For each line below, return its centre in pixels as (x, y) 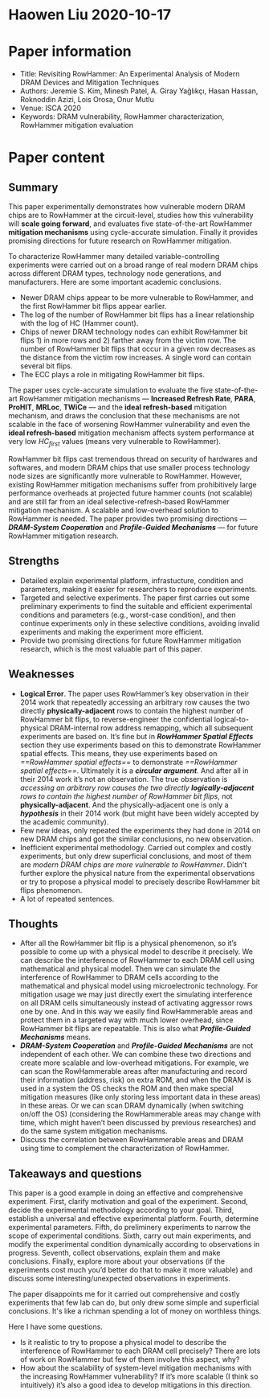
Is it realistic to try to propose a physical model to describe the (123, 1342)
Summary (33, 187)
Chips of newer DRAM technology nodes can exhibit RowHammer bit (134, 332)
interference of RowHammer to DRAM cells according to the (119, 977)
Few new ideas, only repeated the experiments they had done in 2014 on (140, 830)
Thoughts (33, 924)
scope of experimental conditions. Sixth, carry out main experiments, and (130, 1236)
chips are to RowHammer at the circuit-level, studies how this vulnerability (131, 216)
